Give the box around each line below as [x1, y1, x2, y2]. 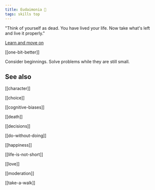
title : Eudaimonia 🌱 [5, 7, 47, 12]
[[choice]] [5, 95, 25, 101]
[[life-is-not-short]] [5, 152, 44, 157]
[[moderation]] [5, 171, 34, 176]
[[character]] [5, 86, 31, 92]
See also [5, 73, 31, 81]
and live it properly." [5, 30, 45, 36]
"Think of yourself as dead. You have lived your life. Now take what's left [5, 25, 150, 31]
